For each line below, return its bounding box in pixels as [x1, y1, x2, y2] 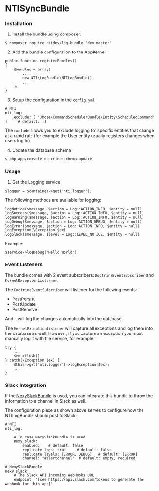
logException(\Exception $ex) [5, 228, 66, 232]
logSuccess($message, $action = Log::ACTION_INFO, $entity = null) [5, 210, 144, 215]
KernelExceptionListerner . [5, 278, 59, 283]
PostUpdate [12, 301, 36, 307]
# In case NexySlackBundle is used [14, 435, 86, 440]
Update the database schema [12, 147, 71, 153]
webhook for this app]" [5, 482, 53, 487]
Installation [5, 20, 32, 27]
